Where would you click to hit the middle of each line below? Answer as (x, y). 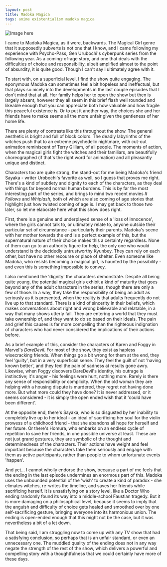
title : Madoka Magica (28, 14)
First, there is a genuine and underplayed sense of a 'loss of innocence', (79, 219)
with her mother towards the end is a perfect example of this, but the (76, 235)
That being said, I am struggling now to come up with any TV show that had (83, 533)
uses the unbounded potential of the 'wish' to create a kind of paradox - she (83, 480)
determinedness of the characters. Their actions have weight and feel (77, 444)
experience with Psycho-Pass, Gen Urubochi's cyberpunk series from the (81, 53)
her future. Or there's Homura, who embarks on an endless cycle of (75, 428)
